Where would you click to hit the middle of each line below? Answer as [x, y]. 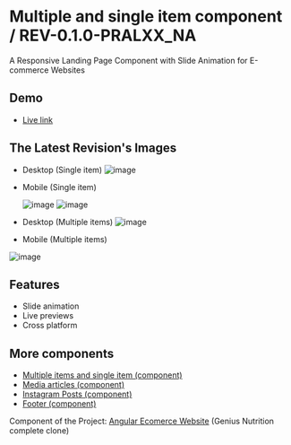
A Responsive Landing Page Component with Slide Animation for [128, 60]
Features [34, 284]
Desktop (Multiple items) [68, 222]
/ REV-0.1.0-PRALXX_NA [103, 35]
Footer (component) [59, 404]
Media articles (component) [73, 385]
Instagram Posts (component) [77, 394]
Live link [38, 119]
